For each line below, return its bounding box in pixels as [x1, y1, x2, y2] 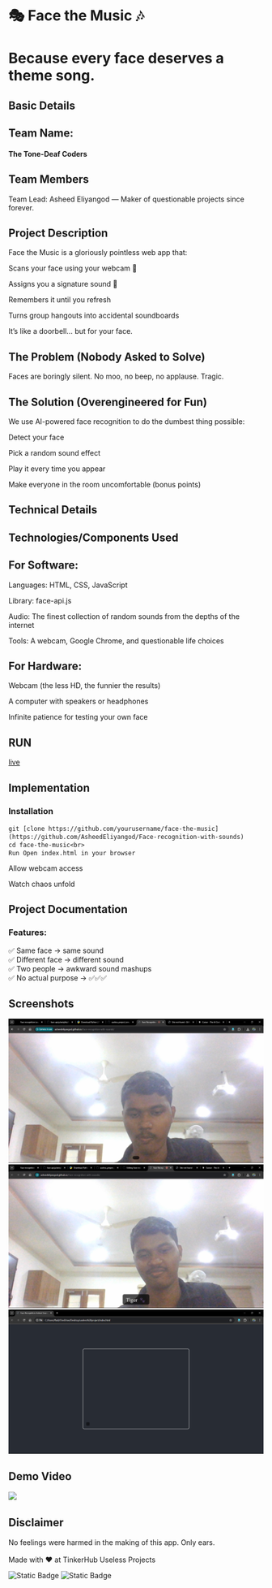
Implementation [8, 781, 91, 794]
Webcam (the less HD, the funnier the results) [8, 681, 161, 690]
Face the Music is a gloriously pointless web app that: [8, 248, 188, 257]
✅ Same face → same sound [8, 945, 104, 955]
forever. [8, 202, 35, 212]
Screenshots [8, 997, 74, 1010]
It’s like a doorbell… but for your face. [8, 327, 134, 336]
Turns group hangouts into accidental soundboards [8, 310, 180, 321]
